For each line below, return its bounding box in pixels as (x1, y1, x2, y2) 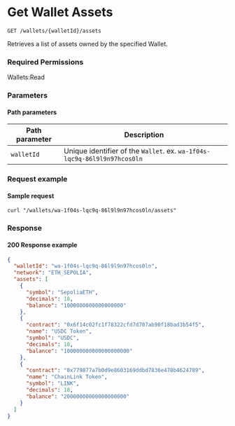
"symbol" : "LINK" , (25, 380, 80, 387)
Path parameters (7, 108, 57, 116)
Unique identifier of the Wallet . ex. (64, 146, 177, 156)
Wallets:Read (7, 73, 45, 81)
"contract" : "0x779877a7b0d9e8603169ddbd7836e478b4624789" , (25, 367, 205, 374)
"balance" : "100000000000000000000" (25, 348, 133, 355)
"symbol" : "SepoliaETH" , (25, 289, 99, 296)
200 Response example (7, 241, 78, 249)
